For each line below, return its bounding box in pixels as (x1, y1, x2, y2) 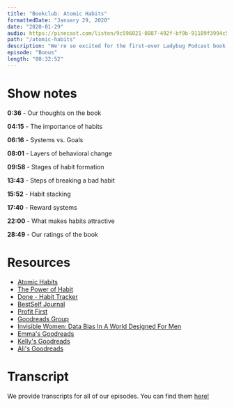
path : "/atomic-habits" (7, 36, 77, 43)
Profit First (17, 307, 48, 316)
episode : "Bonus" (7, 49, 58, 56)
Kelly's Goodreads (17, 337, 71, 345)
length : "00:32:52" (7, 56, 64, 63)
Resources (7, 254, 71, 270)
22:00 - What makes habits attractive (7, 217, 115, 225)
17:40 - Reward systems (7, 203, 78, 211)
